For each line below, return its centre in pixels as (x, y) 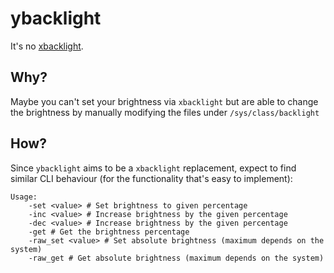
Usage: (24, 197)
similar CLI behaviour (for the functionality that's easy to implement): (151, 178)
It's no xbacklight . (47, 46)
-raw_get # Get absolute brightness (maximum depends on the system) (176, 258)
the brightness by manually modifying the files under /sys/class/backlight (165, 112)
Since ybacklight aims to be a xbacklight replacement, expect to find (153, 168)
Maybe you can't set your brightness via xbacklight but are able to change (164, 101)
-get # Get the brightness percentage (109, 232)
